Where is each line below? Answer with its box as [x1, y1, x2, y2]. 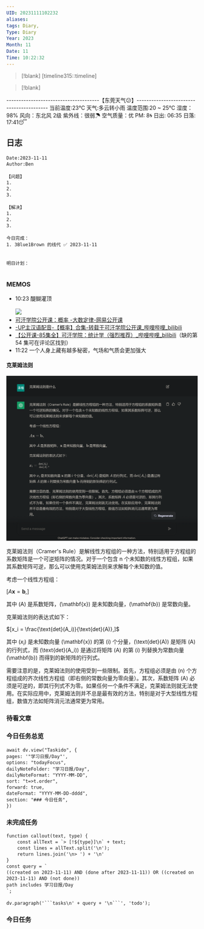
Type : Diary [6, 29, 36, 35]
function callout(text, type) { [6, 833, 88, 839]
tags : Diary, [6, 22, 39, 29]
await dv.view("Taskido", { [6, 747, 78, 753]
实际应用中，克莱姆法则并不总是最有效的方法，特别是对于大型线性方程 [22, 690, 198, 697]
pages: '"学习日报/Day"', [6, 753, 69, 759]
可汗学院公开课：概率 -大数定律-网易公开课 [15, 316, 123, 323]
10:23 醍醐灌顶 [15, 295, 52, 302]
